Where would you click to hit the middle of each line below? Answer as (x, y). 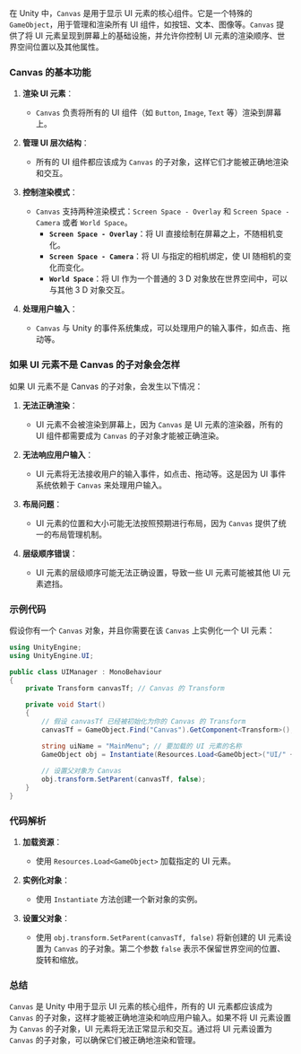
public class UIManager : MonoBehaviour (86, 672)
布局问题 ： (42, 504)
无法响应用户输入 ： (58, 454)
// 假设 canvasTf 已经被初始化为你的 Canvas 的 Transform (144, 722)
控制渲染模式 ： (50, 192)
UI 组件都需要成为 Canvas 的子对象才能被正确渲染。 (129, 435)
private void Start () (65, 705)
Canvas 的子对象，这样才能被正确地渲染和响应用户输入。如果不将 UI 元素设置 (150, 1018)
